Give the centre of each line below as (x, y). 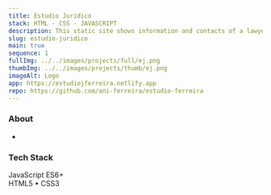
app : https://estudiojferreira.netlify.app (83, 83)
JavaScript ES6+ (36, 175)
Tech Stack (31, 157)
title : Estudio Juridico (50, 16)
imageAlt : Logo (34, 76)
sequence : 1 (28, 53)
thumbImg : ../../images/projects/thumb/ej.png (88, 68)
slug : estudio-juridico (48, 38)
